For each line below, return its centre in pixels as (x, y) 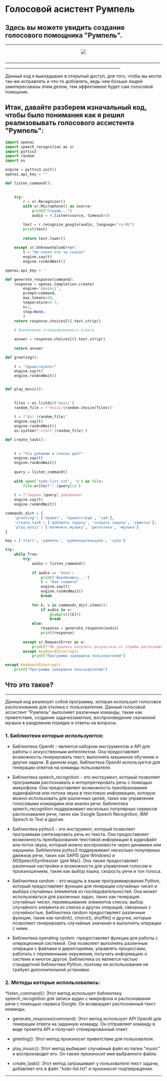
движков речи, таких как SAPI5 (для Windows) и (64, 855)
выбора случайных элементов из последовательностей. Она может (85, 891)
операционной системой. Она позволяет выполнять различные (80, 943)
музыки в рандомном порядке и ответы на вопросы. (61, 723)
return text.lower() (44, 238)
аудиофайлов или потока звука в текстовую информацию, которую (84, 793)
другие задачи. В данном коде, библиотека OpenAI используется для (86, 762)
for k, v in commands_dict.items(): (70, 605)
